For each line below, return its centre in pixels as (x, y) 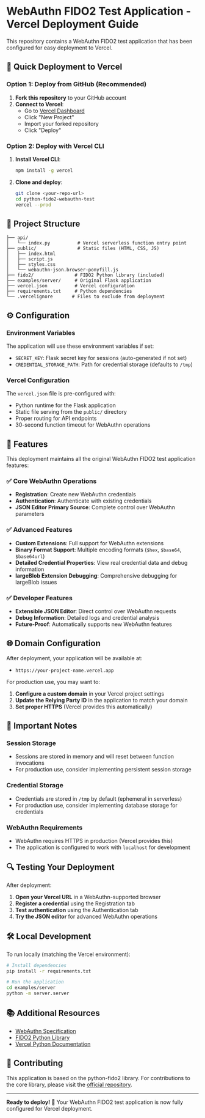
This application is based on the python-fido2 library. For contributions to (98, 1078)
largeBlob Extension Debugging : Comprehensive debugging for (96, 575)
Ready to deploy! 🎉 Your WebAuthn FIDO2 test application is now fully (95, 1102)
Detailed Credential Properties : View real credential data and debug (101, 562)
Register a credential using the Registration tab (75, 903)
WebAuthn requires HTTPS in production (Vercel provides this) (94, 841)
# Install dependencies (37, 965)
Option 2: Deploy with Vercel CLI (56, 146)
